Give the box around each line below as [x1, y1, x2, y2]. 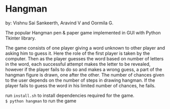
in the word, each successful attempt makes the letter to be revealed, [5, 61, 151, 67]
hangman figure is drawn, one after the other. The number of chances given [5, 71, 164, 78]
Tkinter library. [5, 35, 36, 41]
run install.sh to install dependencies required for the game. [5, 92, 135, 98]
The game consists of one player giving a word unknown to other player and [5, 45, 165, 51]
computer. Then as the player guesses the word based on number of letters [5, 55, 164, 61]
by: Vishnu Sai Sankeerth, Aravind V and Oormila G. [5, 20, 114, 26]
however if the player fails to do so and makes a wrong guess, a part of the [5, 66, 162, 72]
